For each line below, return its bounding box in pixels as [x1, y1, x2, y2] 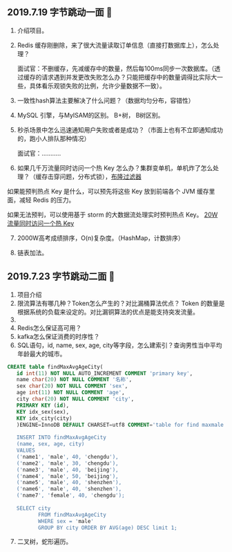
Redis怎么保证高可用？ [17, 324, 82, 332]
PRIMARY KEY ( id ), [16, 402, 70, 409]
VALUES [16, 447, 36, 454]
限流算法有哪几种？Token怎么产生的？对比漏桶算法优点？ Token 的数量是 [17, 299, 225, 307]
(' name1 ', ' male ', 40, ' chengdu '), [16, 453, 119, 460]
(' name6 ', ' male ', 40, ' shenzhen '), [16, 486, 122, 493]
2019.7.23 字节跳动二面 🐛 [7, 270, 115, 282]
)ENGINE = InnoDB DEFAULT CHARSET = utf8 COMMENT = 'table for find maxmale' [16, 421, 227, 428]
